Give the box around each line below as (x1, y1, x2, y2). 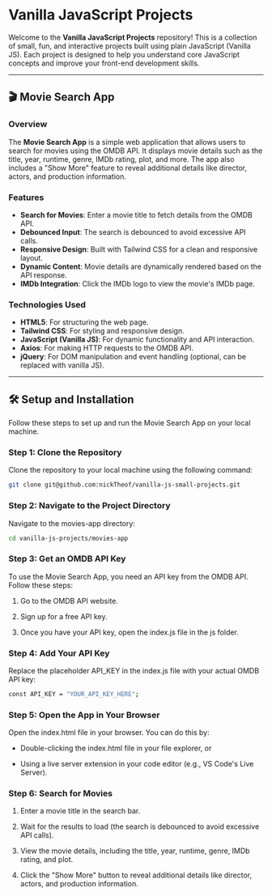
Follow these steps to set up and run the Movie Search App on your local (8, 418, 251, 428)
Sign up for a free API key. (19, 611, 108, 621)
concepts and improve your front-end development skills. (8, 58, 200, 68)
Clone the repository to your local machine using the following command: (8, 465, 253, 475)
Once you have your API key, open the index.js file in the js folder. (19, 627, 239, 637)
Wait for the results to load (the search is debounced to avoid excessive (19, 822, 260, 831)
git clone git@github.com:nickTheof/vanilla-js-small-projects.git (8, 481, 241, 489)
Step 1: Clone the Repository (8, 447, 122, 458)
